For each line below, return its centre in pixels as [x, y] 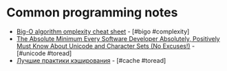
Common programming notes [92, 13]
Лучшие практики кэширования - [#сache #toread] [91, 60]
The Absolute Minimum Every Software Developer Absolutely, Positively [118, 38]
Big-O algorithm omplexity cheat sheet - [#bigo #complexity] [103, 31]
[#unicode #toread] [44, 53]
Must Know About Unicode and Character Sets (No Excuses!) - [106, 46]
